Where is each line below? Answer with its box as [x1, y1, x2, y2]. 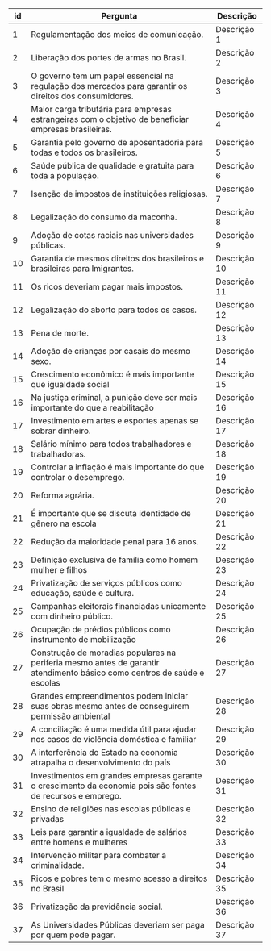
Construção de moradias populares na [31, 647, 177, 658]
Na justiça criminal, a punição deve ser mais [31, 392, 198, 403]
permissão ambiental [31, 711, 110, 721]
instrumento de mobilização [31, 634, 137, 644]
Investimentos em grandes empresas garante [31, 770, 202, 781]
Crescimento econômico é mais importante [31, 369, 194, 380]
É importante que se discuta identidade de [31, 508, 191, 519]
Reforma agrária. [31, 490, 94, 501]
